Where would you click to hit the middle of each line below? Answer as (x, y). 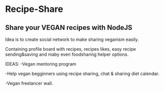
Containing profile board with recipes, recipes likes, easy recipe (71, 49)
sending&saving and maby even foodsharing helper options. (67, 54)
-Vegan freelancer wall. (29, 83)
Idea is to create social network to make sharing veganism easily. (72, 39)
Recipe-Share (34, 9)
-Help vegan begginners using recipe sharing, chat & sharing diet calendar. (82, 74)
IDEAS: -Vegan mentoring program (41, 64)
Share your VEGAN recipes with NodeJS (69, 28)
